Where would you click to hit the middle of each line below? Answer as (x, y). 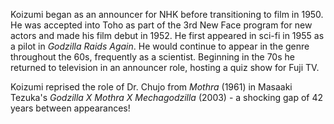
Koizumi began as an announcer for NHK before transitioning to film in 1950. (167, 14)
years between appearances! (70, 108)
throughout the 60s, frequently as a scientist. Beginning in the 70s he (152, 57)
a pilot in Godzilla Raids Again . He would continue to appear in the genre (160, 46)
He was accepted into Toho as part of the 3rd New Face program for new (161, 25)
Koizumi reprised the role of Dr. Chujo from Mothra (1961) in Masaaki (151, 87)
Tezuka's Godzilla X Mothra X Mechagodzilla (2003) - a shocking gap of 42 (167, 97)
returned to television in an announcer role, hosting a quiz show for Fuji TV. (165, 67)
